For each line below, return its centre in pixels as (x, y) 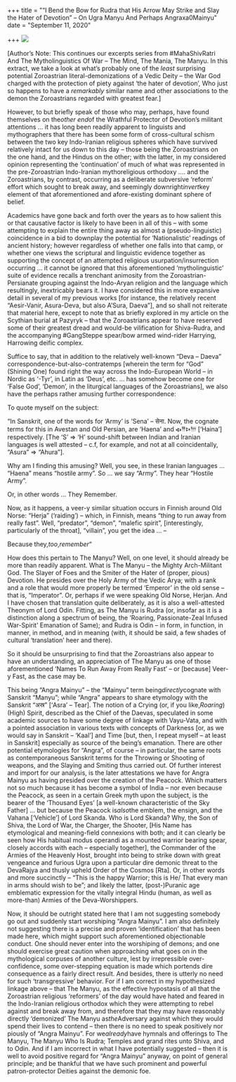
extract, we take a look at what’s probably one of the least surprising (106, 68)
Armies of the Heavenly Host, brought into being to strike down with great (114, 855)
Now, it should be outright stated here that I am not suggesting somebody (114, 914)
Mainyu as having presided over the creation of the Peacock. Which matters (117, 780)
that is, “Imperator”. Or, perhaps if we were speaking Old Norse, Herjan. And (118, 595)
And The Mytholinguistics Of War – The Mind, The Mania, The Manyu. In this (118, 61)
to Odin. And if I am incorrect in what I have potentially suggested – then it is (118, 1049)
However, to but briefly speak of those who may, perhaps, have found (108, 112)
